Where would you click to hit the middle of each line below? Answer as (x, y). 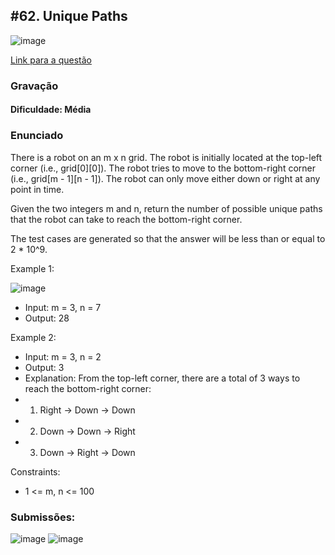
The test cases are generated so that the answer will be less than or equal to (168, 238)
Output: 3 (44, 367)
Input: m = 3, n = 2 (63, 356)
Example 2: (33, 337)
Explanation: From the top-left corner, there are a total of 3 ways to (162, 378)
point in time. (37, 189)
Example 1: (32, 268)
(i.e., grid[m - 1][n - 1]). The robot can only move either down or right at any (165, 178)
